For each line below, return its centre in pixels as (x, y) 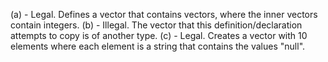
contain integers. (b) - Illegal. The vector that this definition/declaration (156, 25)
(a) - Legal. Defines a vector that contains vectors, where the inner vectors (164, 14)
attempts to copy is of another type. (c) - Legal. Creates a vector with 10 (159, 35)
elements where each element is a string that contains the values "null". (158, 46)
